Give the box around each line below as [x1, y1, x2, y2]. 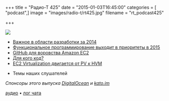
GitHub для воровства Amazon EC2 [12, 50, 89, 55]
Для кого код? [12, 55, 44, 61]
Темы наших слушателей [12, 71, 68, 76]
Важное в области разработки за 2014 [12, 39, 97, 45]
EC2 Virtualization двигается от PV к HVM [12, 60, 102, 66]
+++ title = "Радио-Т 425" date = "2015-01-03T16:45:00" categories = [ [5, 5, 157, 10]
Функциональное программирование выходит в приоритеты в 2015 [12, 44, 160, 50]
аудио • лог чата [5, 90, 42, 96]
